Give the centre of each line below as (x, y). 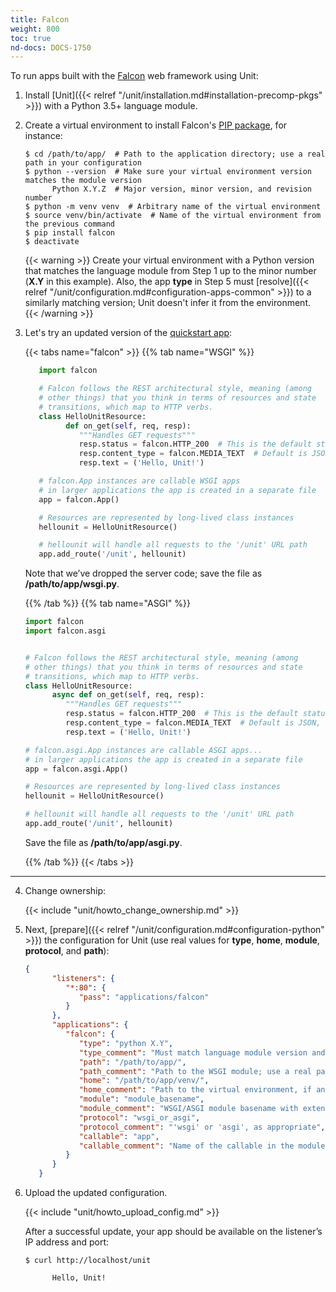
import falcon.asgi (65, 631)
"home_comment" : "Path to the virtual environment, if (195, 1090)
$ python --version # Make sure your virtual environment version (168, 172)
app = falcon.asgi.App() (76, 769)
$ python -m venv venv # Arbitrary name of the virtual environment (173, 207)
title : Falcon (40, 19)
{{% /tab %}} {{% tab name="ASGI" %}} (107, 603)
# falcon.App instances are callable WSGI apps (139, 481)
